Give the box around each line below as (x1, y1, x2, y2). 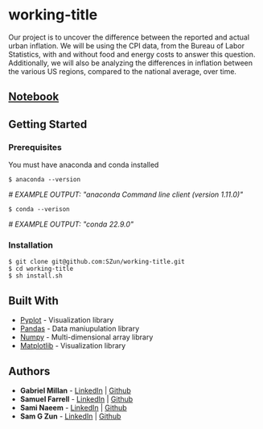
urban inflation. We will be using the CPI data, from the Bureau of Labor (8, 40, 245, 50)
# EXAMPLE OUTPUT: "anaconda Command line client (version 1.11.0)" (8, 190, 244, 199)
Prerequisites (8, 141, 62, 152)
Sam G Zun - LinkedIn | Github (19, 411, 121, 421)
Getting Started (8, 117, 88, 131)
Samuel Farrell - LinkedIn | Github (19, 394, 134, 404)
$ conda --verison (8, 206, 70, 214)
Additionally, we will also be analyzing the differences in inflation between (8, 58, 253, 68)
